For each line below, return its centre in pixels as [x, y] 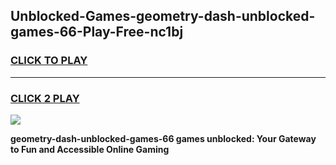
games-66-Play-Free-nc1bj [97, 32]
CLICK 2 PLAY [45, 98]
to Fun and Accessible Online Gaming [90, 149]
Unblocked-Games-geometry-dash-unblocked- [163, 16]
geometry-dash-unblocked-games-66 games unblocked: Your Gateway [163, 138]
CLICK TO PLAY [49, 61]
